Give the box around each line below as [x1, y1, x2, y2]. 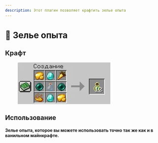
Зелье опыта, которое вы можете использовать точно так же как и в [5, 127, 154, 133]
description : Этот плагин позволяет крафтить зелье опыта [5, 8, 126, 13]
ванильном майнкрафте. [5, 132, 59, 138]
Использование [5, 114, 56, 122]
